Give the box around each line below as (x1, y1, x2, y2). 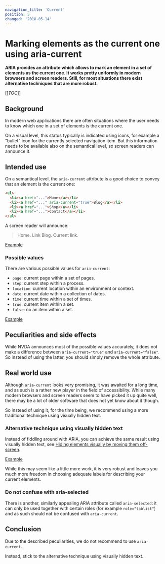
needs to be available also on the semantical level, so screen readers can (5, 143, 154, 149)
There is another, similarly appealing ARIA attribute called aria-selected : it (5, 500, 157, 506)
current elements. (5, 476, 41, 482)
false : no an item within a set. (12, 307, 73, 313)
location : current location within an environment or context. (12, 285, 135, 291)
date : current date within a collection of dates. (12, 291, 106, 297)
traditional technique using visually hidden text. (5, 412, 101, 419)
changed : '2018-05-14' (5, 16, 52, 21)
